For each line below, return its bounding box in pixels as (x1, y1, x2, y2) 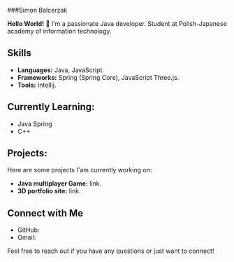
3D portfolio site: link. (17, 187, 82, 195)
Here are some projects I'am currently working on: (7, 166, 152, 174)
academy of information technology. (7, 27, 112, 35)
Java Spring (17, 119, 52, 128)
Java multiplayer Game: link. (17, 179, 102, 188)
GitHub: (17, 226, 40, 234)
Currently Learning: (7, 101, 95, 113)
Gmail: (17, 233, 36, 242)
